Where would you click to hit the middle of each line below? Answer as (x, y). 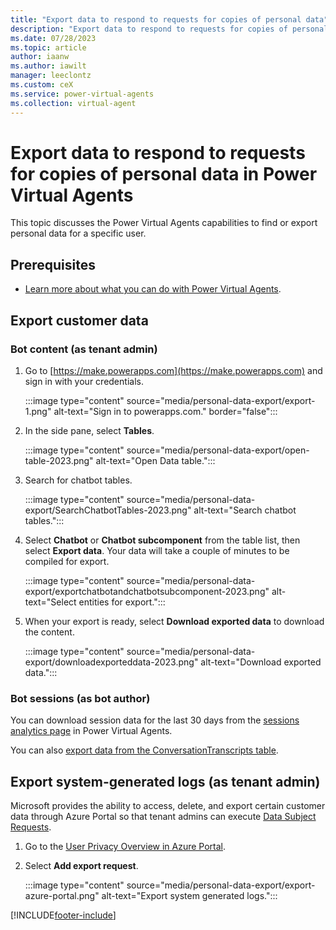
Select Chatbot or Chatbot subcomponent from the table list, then (162, 540)
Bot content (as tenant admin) (84, 349)
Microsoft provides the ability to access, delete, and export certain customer (168, 806)
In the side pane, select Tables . (89, 430)
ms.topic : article (48, 47)
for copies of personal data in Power (164, 173)
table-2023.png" (59, 460)
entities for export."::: (122, 602)
